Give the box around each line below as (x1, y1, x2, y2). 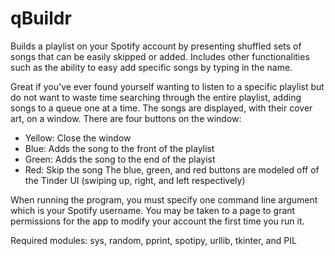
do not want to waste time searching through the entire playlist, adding (10, 91, 302, 103)
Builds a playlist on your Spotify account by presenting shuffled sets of (10, 40, 302, 52)
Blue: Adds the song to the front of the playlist (24, 142, 215, 154)
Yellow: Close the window (24, 132, 132, 144)
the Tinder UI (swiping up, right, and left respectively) (24, 174, 246, 186)
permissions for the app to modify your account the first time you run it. (10, 215, 305, 227)
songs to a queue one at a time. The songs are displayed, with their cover (10, 102, 313, 114)
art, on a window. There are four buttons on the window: (10, 112, 242, 124)
